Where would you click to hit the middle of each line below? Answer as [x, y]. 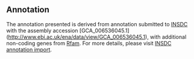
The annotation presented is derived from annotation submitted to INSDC [97, 24]
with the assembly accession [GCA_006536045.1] [68, 30]
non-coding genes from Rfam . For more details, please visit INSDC [89, 43]
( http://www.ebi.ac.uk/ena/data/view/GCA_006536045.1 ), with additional [96, 37]
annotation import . [29, 49]
